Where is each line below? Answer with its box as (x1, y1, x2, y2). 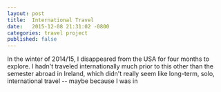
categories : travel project (7, 29, 88, 37)
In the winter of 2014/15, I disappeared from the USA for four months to (7, 55, 209, 63)
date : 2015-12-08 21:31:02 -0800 (7, 23, 110, 30)
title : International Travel (7, 17, 95, 24)
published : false (7, 36, 57, 43)
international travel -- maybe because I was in (7, 77, 138, 85)
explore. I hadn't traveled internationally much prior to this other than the (7, 62, 214, 71)
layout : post (7, 10, 45, 17)
